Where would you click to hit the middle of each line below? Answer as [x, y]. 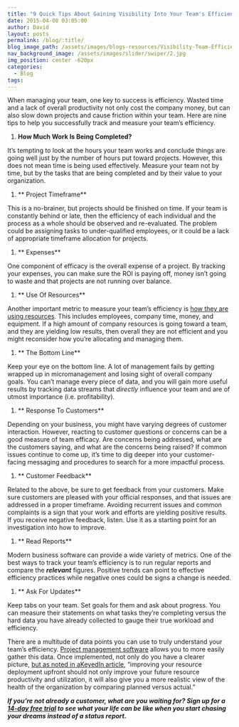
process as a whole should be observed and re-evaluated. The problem [112, 223]
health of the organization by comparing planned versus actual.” [101, 687]
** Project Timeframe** [52, 195]
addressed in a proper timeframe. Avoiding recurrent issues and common [115, 505]
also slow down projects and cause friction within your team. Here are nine [117, 115]
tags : [15, 80]
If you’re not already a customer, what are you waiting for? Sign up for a [116, 701]
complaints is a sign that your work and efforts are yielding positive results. [117, 512]
